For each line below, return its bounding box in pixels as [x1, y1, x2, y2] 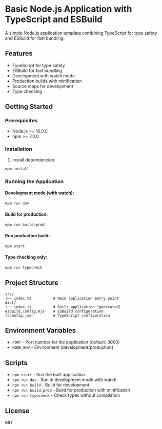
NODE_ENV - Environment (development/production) [12, 344, 114, 350]
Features [5, 49, 33, 58]
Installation [5, 146, 33, 153]
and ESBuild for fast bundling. [5, 35, 65, 41]
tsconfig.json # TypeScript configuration [5, 313, 110, 318]
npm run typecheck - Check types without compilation [12, 392, 121, 398]
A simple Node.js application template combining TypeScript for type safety [5, 30, 158, 36]
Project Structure [5, 279, 59, 287]
